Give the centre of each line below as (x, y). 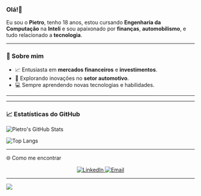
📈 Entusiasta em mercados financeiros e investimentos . (86, 69)
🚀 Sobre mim (25, 56)
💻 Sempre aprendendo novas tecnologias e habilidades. (85, 85)
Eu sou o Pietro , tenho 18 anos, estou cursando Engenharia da (84, 23)
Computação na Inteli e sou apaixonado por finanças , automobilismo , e (96, 29)
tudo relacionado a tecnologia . (44, 35)
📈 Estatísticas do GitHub (43, 114)
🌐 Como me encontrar (34, 158)
